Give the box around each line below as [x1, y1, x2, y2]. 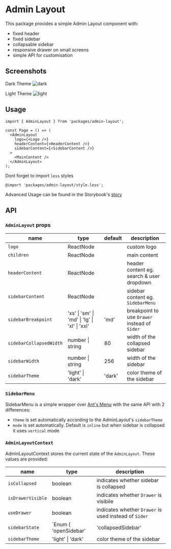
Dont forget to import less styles [5, 172, 74, 178]
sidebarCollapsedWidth [8, 340, 63, 346]
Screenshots [5, 67, 47, 76]
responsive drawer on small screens [12, 47, 89, 53]
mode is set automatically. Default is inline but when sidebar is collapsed [12, 422, 165, 428]
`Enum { [51, 520, 71, 528]
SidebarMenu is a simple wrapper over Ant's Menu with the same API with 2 [5, 401, 165, 407]
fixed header [12, 30, 40, 36]
